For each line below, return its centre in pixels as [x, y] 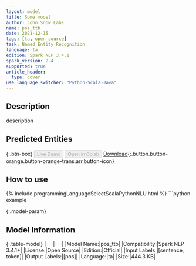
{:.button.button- [148, 154]
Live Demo [49, 154]
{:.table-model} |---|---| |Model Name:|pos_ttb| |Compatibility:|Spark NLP [95, 244]
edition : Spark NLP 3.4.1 [38, 55]
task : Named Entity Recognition [45, 45]
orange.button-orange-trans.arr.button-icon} [60, 161]
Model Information [41, 230]
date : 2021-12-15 [27, 34]
